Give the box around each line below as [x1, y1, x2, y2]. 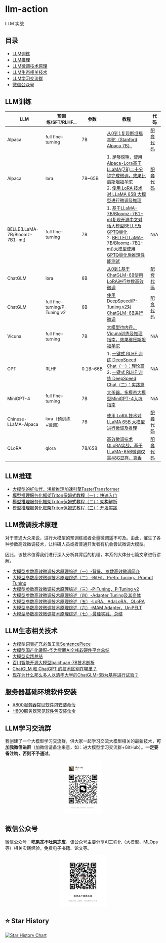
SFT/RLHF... [52, 119, 77, 125]
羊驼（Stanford [107, 136, 137, 142]
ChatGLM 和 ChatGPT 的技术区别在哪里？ [12, 666, 97, 672]
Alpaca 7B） [107, 143, 132, 149]
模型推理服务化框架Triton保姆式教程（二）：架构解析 [12, 498, 118, 504]
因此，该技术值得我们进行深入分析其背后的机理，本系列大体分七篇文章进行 [5, 551, 157, 557]
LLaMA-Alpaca [7, 421, 39, 427]
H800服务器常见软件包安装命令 [12, 708, 76, 714]
